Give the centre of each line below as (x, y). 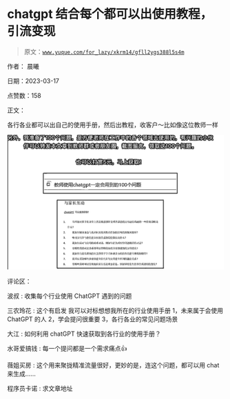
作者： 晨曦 (23, 66)
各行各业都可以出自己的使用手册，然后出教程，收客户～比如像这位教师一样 (113, 125)
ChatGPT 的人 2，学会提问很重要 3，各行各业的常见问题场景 (93, 319)
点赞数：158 (24, 95)
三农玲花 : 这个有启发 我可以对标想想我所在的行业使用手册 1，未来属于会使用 (115, 310)
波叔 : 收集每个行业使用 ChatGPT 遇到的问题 (70, 296)
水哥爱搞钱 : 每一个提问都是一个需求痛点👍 (67, 348)
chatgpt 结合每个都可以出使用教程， (110, 14)
